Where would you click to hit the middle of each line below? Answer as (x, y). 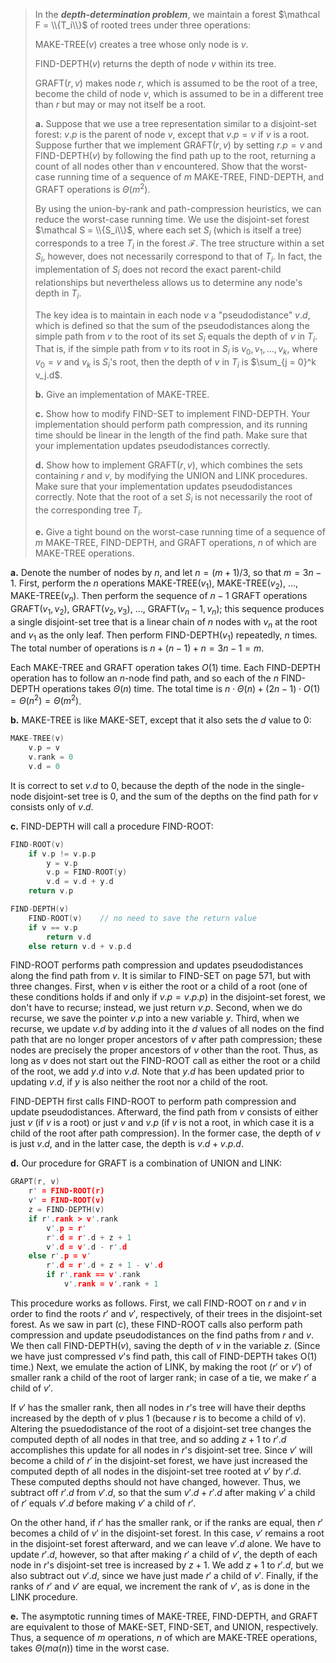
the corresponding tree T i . (88, 511)
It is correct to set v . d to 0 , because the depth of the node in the (142, 785)
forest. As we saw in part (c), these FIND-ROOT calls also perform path (156, 1324)
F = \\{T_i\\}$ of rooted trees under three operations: (143, 25)
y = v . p (62, 863)
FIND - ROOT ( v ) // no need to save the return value (142, 918)
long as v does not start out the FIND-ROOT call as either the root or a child (165, 1061)
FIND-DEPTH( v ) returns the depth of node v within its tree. (155, 63)
